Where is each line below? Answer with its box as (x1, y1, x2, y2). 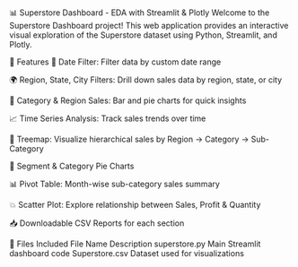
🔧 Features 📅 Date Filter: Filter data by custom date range (9, 56, 222, 67)
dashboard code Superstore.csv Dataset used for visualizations (9, 248, 245, 258)
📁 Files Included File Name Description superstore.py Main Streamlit (9, 238, 261, 249)
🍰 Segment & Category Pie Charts (9, 160, 135, 171)
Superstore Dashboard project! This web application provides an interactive (9, 21, 289, 30)
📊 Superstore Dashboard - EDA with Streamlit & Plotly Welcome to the (9, 7, 270, 18)
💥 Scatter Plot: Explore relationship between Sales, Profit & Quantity (9, 200, 261, 210)
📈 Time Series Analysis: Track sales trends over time (9, 113, 206, 124)
